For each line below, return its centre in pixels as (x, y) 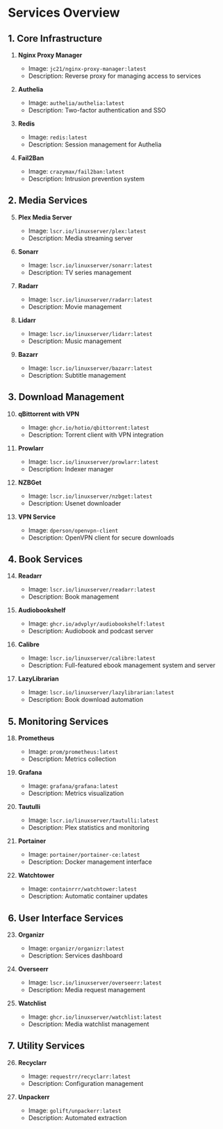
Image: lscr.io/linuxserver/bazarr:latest (90, 368)
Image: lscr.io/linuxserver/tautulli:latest (93, 820)
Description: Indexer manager (71, 469)
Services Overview (64, 13)
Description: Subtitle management (77, 375)
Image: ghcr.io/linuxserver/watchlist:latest (95, 1017)
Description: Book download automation (86, 700)
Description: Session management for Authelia (95, 144)
